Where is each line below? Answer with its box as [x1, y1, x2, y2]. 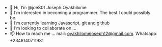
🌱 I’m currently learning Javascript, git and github [9, 20, 110, 26]
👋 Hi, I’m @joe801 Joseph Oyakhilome [9, 5, 87, 10]
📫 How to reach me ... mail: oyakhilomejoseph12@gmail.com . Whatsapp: [9, 31, 158, 36]
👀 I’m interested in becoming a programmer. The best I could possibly [9, 10, 151, 16]
